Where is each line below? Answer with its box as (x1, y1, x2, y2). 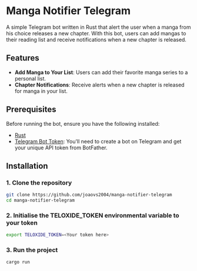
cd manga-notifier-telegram (6, 198, 75, 203)
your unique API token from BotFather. (14, 144, 108, 151)
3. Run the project (6, 246, 58, 254)
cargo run (6, 259, 31, 265)
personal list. (14, 75, 46, 82)
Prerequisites (6, 105, 56, 115)
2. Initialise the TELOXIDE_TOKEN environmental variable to (6, 211, 179, 219)
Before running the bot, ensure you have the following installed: (6, 120, 160, 127)
